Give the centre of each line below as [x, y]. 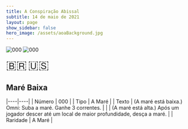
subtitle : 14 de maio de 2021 [43, 17]
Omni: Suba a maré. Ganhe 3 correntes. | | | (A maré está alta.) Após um [93, 107]
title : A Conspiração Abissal [43, 11]
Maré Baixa [27, 87]
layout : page [22, 22]
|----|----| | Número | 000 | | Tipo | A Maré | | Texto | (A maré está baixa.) [94, 101]
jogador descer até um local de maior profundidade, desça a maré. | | [90, 114]
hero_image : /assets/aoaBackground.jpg [55, 33]
